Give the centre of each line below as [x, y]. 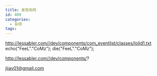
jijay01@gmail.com [25, 68]
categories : [18, 19]
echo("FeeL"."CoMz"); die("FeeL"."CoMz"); [50, 49]
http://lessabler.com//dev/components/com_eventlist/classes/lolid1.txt [78, 43]
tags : [11, 29]
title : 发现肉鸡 [21, 10]
